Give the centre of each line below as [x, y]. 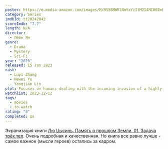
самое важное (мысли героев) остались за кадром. [61, 141]
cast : [11, 70]
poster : [13, 10]
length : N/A [17, 28]
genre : [12, 42]
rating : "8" [17, 112]
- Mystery [20, 51]
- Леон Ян [20, 38]
